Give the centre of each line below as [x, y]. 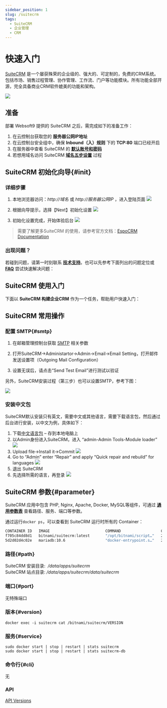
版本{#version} [24, 612]
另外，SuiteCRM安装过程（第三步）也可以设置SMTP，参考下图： [72, 381]
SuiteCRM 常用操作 [35, 316]
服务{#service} [24, 636]
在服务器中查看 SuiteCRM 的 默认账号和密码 [57, 149]
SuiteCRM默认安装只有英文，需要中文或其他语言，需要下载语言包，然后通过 [83, 416]
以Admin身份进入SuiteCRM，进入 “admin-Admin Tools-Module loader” [85, 439]
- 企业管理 [19, 28]
